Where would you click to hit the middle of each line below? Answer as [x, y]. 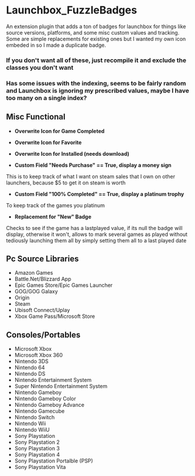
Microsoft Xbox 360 [39, 355]
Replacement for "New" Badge [53, 217]
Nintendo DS [30, 374]
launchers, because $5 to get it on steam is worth [66, 183]
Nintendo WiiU [32, 430]
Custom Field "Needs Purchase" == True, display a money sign [93, 165]
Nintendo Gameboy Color [45, 399]
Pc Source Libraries [42, 258]
